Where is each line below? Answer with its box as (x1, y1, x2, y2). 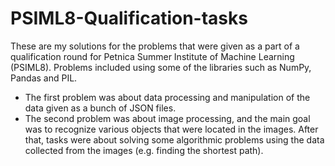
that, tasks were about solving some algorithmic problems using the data (24, 133, 325, 146)
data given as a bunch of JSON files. (24, 102, 177, 114)
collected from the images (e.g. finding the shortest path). (24, 144, 264, 156)
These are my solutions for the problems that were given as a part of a (10, 40, 300, 52)
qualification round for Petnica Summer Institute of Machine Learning (10, 50, 295, 62)
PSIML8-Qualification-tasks (10, 7, 248, 30)
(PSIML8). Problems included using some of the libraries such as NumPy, (10, 61, 312, 73)
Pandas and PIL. (10, 72, 78, 84)
